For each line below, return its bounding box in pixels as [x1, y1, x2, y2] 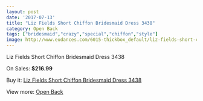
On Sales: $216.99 [6, 65, 53, 72]
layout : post [6, 8, 39, 15]
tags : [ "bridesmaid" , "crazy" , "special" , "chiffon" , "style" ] [6, 31, 158, 37]
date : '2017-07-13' [6, 14, 56, 20]
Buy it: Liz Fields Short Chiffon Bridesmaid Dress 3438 [6, 76, 142, 84]
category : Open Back [6, 25, 59, 32]
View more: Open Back [6, 88, 63, 95]
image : [6, 37, 23, 43]
